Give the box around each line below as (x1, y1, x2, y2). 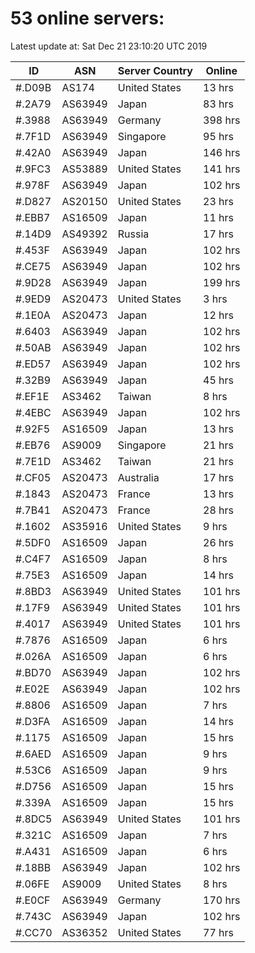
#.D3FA (15, 714, 51, 728)
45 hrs (203, 373, 234, 387)
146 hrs (203, 145, 241, 159)
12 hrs (203, 308, 234, 322)
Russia (117, 227, 150, 241)
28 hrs (203, 503, 234, 517)
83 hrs (203, 97, 234, 111)
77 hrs (203, 925, 234, 939)
